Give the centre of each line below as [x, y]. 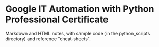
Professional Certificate [57, 20]
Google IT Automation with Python [80, 9]
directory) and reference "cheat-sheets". [48, 39]
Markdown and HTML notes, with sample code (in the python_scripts [78, 33]
